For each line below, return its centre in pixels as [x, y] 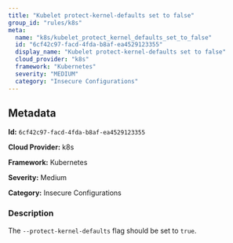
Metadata [32, 113]
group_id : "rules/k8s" [45, 23]
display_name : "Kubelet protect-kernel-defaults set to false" [120, 52]
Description [31, 213]
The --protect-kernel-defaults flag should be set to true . [102, 230]
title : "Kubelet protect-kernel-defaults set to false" [101, 15]
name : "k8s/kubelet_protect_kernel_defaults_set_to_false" [114, 37]
